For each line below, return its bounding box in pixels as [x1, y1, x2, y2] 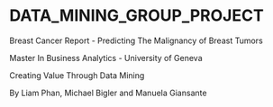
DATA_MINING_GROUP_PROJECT [9, 5, 264, 26]
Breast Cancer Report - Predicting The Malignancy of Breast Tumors [9, 35, 263, 46]
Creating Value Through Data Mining [9, 69, 145, 81]
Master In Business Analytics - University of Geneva [9, 52, 203, 63]
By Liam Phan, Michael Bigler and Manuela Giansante [9, 87, 207, 98]
